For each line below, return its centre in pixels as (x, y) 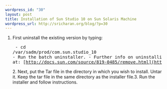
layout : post (19, 14)
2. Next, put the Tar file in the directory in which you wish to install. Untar (87, 72)
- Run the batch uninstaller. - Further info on (73, 57)
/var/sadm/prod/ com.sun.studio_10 (54, 52)
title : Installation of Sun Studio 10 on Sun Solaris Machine (71, 19)
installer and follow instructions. (45, 82)
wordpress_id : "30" (25, 10)
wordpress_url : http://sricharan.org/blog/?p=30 (56, 24)
